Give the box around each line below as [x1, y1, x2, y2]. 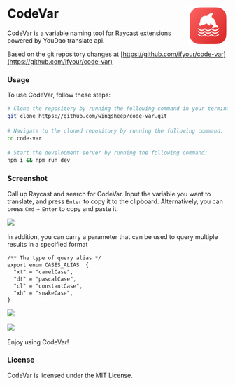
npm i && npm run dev [7, 157, 71, 164]
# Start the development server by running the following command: [7, 149, 208, 156]
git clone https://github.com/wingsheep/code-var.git [7, 113, 168, 120]
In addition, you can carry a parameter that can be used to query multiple [7, 232, 218, 241]
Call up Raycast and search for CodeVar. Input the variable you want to [7, 189, 211, 198]
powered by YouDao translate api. [7, 36, 105, 44]
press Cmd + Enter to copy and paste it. [7, 204, 119, 212]
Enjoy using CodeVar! [7, 337, 69, 346]
